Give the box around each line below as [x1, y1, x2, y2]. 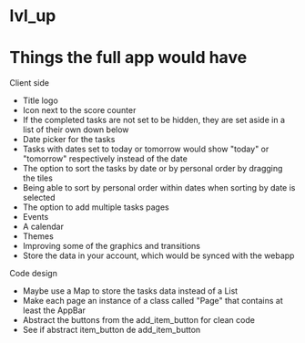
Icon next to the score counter [22, 105, 137, 116]
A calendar [22, 221, 64, 233]
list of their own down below [22, 124, 129, 135]
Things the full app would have [9, 47, 248, 68]
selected [22, 192, 56, 203]
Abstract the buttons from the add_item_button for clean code [22, 315, 255, 326]
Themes [22, 231, 55, 242]
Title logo [22, 95, 59, 106]
